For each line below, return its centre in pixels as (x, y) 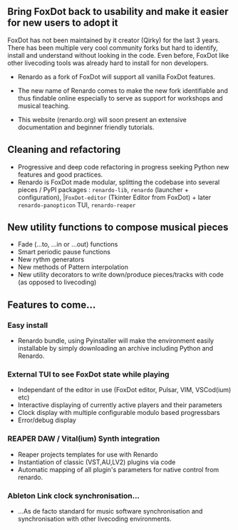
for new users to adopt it (63, 23)
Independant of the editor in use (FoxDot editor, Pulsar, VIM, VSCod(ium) (124, 390)
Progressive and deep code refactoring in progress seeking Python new (123, 166)
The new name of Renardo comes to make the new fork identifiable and (123, 90)
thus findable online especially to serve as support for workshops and (120, 98)
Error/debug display (47, 420)
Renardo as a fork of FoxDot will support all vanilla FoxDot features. (117, 76)
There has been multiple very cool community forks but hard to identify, (113, 47)
